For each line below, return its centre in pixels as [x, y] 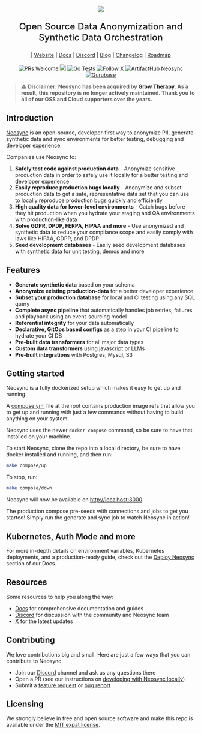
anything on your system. [37, 419]
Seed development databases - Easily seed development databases [100, 245]
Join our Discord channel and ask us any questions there [85, 672]
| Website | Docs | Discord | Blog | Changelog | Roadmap [101, 55]
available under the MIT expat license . [53, 725]
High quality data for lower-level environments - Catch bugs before [100, 206]
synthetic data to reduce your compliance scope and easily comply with [104, 232]
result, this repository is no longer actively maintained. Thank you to [108, 93]
